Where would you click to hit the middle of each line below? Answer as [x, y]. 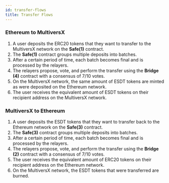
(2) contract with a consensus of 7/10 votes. [58, 154]
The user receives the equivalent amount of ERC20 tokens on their [82, 160]
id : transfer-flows [26, 10]
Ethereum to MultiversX [35, 33]
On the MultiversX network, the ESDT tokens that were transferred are [86, 170]
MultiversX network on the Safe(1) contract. [58, 49]
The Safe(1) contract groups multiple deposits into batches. [75, 54]
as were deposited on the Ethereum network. [59, 86]
